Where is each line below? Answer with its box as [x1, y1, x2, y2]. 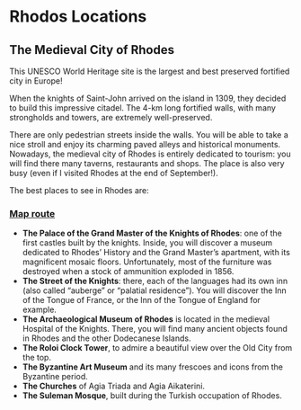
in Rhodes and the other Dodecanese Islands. [22, 333, 191, 343]
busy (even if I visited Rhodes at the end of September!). [9, 168, 218, 178]
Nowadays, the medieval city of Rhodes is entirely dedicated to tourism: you [9, 148, 291, 159]
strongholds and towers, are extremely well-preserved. [9, 112, 213, 122]
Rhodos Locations [9, 6, 147, 27]
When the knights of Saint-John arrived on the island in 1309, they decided [9, 93, 287, 103]
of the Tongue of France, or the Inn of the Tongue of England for [22, 295, 261, 306]
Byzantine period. [22, 371, 88, 382]
